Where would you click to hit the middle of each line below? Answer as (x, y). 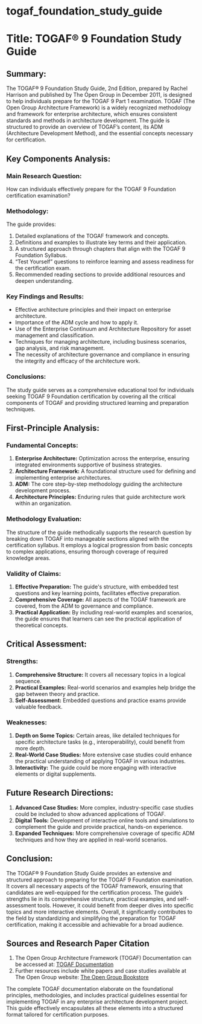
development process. (43, 491)
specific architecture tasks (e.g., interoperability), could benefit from (100, 742)
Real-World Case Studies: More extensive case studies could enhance (103, 755)
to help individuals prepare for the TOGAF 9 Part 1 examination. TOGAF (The (101, 101)
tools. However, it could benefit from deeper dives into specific (115, 905)
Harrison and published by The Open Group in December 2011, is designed (99, 95)
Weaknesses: (27, 722)
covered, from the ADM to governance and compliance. (84, 606)
